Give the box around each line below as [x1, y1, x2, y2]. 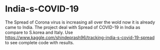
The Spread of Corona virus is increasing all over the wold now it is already [5, 19, 156, 25]
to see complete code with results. [5, 39, 74, 45]
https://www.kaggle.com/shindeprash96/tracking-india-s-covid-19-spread [5, 35, 155, 40]
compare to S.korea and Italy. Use [5, 29, 73, 35]
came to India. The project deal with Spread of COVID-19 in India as [5, 24, 141, 30]
